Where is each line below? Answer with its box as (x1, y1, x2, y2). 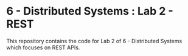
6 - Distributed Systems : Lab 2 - (6, 4, 173, 18)
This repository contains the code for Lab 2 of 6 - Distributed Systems (6, 37, 183, 44)
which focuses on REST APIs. (6, 44, 80, 51)
